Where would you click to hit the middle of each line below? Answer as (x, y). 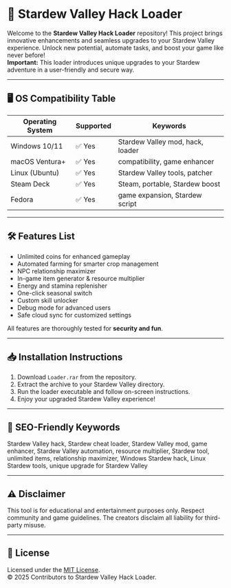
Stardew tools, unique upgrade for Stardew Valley (77, 466)
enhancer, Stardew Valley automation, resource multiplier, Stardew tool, (108, 451)
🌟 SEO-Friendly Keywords (64, 427)
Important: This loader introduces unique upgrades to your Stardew (103, 62)
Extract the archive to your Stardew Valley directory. (91, 384)
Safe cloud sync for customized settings (74, 315)
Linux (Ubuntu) (35, 173)
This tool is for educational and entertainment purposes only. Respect (106, 510)
